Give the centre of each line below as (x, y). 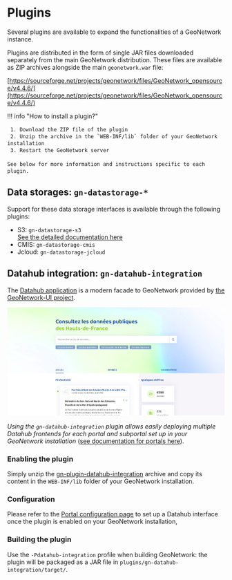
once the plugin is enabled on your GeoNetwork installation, (92, 522)
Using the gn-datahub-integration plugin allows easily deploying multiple (112, 426)
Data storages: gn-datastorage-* (78, 193)
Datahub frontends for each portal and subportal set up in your (97, 433)
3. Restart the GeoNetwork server (60, 150)
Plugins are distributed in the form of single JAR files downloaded (100, 53)
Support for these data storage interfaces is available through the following (114, 209)
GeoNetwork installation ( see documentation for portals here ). (96, 441)
